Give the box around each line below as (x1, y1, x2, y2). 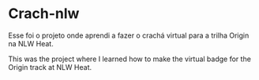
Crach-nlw (8, 5, 80, 23)
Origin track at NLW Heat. (8, 62, 92, 71)
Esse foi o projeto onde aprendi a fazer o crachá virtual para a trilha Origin (8, 31, 250, 40)
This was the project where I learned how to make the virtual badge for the (8, 54, 251, 64)
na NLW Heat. (8, 38, 54, 48)
